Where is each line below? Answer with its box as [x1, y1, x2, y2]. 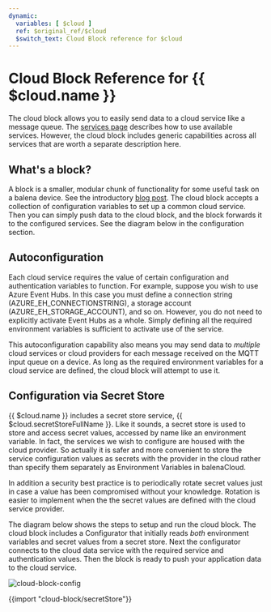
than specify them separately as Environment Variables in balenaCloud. [8, 462, 247, 472]
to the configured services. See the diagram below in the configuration [8, 219, 244, 228]
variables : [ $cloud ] [15, 19, 92, 28]
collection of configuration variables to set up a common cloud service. [8, 202, 247, 211]
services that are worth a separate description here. [8, 139, 182, 149]
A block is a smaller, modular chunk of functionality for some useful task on [8, 184, 260, 194]
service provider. [8, 503, 65, 513]
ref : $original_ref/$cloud [15, 27, 107, 35]
